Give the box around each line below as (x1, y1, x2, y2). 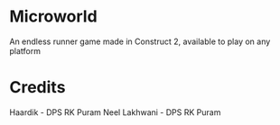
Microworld (9, 6, 98, 27)
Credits (9, 77, 66, 98)
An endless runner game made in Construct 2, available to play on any (9, 36, 271, 47)
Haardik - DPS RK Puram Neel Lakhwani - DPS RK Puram (9, 106, 221, 118)
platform (9, 45, 41, 56)
